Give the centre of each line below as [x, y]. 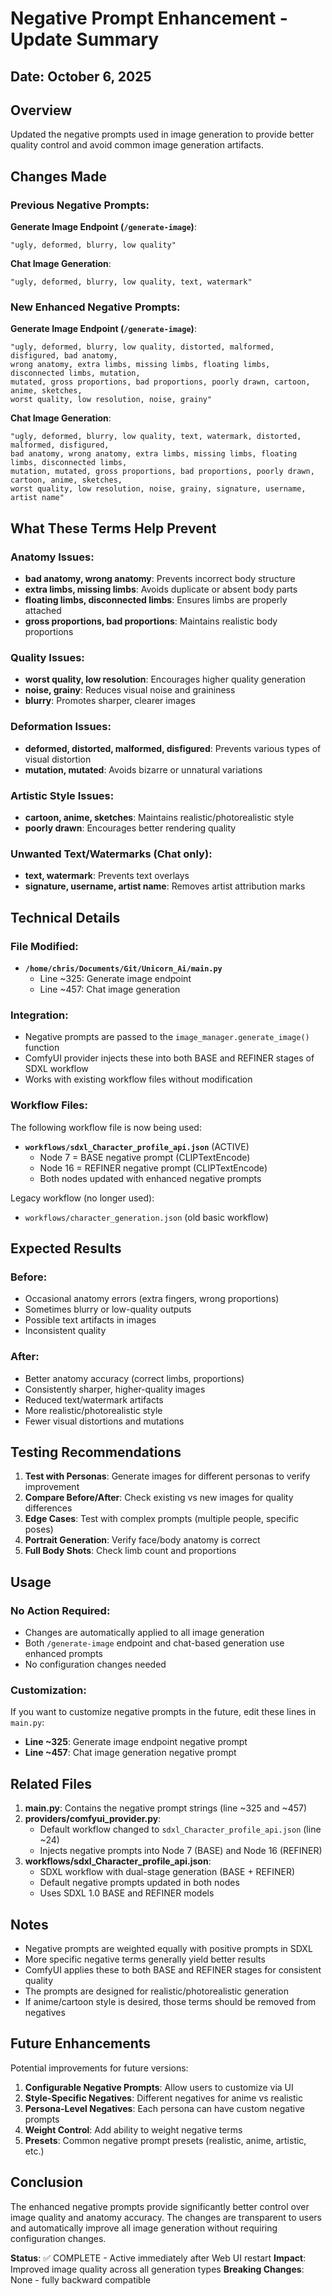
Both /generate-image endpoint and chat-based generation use [154, 1643]
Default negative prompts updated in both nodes [139, 1883]
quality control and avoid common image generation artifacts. [137, 145]
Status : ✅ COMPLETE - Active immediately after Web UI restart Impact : [158, 2258]
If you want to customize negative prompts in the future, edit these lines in [163, 1712]
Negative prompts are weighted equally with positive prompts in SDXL [168, 1948]
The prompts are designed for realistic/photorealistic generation [156, 1991]
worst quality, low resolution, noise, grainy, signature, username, [158, 489]
